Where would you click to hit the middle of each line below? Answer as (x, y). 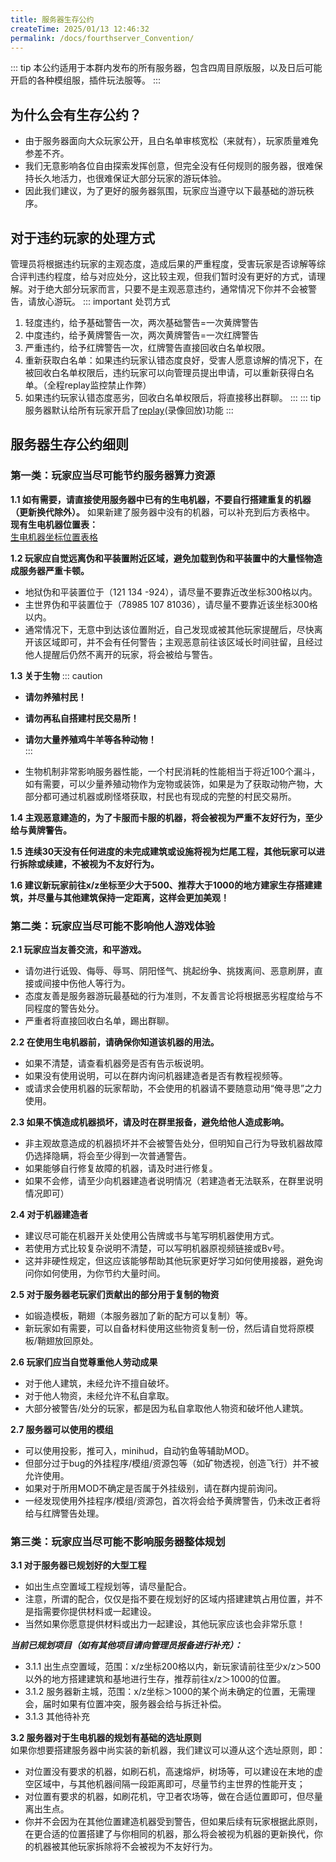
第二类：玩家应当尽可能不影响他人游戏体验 (113, 926)
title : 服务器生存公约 (52, 19)
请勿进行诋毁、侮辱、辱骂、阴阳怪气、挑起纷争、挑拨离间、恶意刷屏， (169, 970)
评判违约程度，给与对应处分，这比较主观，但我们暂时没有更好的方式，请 (167, 276)
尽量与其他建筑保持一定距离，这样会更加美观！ (133, 897)
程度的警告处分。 (69, 1008)
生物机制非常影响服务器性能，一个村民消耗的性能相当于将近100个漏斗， (172, 771)
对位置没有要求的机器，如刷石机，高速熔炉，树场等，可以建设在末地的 (169, 1772)
